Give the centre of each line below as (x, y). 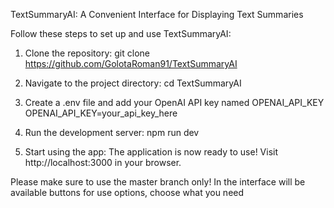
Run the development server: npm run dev (112, 132)
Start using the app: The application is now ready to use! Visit (151, 152)
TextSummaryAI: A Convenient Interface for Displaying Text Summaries (157, 14)
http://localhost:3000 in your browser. (103, 162)
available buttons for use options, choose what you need (127, 192)
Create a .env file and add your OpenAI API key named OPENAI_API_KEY (174, 102)
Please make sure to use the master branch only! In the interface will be (158, 182)
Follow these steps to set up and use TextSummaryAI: (121, 33)
